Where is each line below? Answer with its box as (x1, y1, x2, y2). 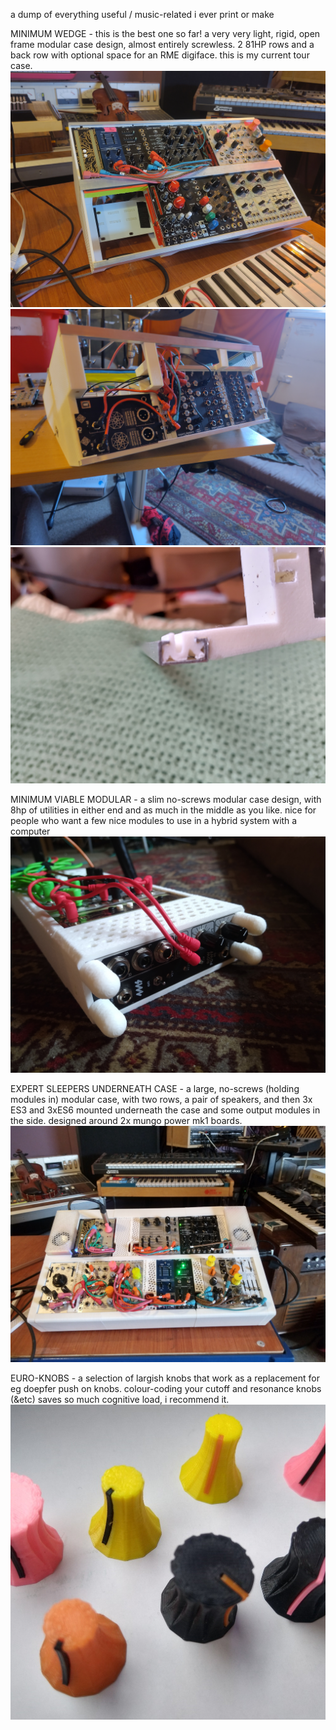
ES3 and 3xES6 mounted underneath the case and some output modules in (10, 1104, 321, 1116)
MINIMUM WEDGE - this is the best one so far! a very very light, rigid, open (10, 28, 321, 39)
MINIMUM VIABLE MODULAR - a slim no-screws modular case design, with (10, 794, 322, 805)
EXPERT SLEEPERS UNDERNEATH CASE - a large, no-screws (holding (10, 1083, 300, 1094)
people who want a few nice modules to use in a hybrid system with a (10, 815, 298, 826)
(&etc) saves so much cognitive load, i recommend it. (10, 1394, 230, 1405)
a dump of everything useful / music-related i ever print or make (10, 9, 275, 20)
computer (10, 825, 51, 837)
